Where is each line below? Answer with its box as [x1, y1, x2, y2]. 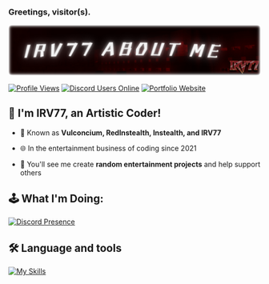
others [19, 167, 42, 178]
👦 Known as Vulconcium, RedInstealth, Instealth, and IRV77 [19, 127, 222, 138]
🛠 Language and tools [8, 241, 122, 254]
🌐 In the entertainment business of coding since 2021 [19, 143, 197, 153]
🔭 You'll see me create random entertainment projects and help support [19, 159, 261, 169]
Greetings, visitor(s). [8, 6, 91, 18]
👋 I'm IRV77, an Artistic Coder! [8, 106, 162, 120]
